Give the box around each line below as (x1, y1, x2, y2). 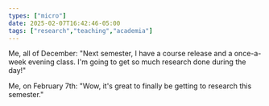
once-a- (234, 49, 262, 59)
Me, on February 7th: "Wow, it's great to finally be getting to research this (8, 81, 252, 91)
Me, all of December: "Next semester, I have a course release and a (8, 49, 233, 59)
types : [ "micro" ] (8, 11, 67, 20)
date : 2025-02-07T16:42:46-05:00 (8, 19, 121, 27)
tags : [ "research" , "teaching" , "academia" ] (8, 26, 153, 35)
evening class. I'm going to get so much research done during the (27, 57, 246, 67)
